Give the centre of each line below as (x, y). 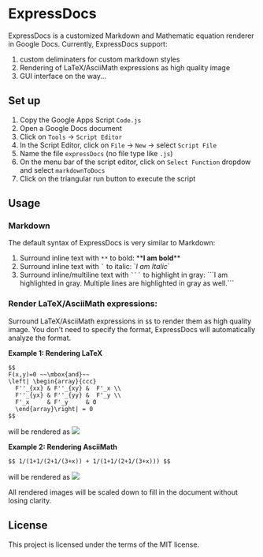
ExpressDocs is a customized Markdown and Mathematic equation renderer (131, 36)
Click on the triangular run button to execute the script (107, 178)
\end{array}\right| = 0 (54, 409)
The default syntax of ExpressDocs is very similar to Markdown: (112, 243)
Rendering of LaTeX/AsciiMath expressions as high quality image (125, 67)
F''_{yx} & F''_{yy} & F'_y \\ (69, 395)
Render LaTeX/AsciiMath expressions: (83, 304)
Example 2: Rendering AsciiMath (63, 447)
